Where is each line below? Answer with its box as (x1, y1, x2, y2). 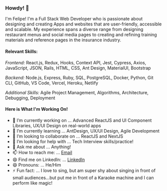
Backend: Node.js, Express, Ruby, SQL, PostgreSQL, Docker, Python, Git (5, 74, 154, 80)
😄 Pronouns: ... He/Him (12, 162, 61, 168)
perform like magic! (12, 180, 53, 186)
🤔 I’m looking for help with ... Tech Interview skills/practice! (12, 138, 134, 144)
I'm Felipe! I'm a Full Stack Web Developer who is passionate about (5, 16, 143, 22)
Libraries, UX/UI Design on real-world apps (12, 122, 101, 129)
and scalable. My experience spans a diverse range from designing (5, 26, 144, 32)
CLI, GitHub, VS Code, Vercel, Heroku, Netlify (5, 80, 99, 86)
